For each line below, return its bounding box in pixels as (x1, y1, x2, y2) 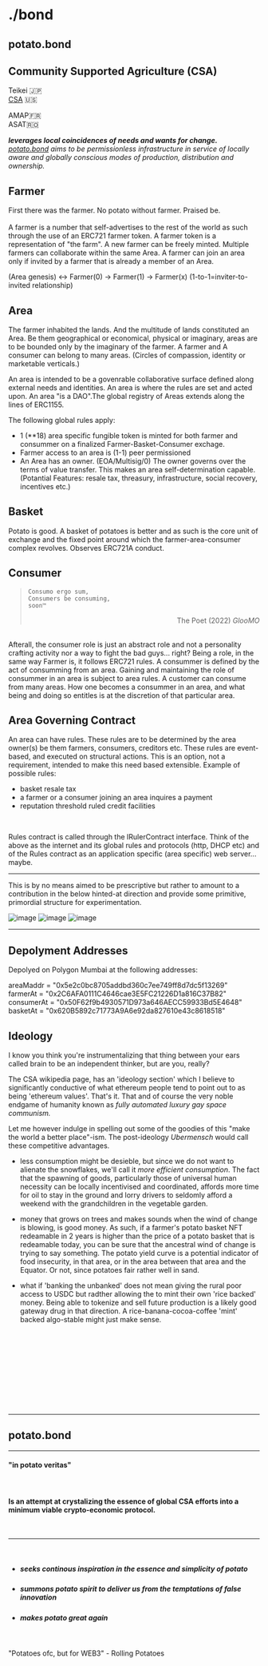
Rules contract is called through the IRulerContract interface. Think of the (8, 832, 250, 842)
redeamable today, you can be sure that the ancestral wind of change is (19, 1240, 257, 1249)
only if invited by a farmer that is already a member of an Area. (8, 257, 214, 266)
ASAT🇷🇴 (8, 120, 39, 130)
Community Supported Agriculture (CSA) (8, 64, 218, 78)
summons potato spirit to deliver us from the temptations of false (19, 1584, 242, 1594)
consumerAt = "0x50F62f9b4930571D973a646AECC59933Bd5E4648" (8, 998, 242, 1007)
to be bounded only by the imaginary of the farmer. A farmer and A (8, 342, 228, 352)
